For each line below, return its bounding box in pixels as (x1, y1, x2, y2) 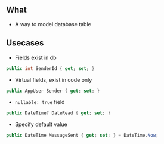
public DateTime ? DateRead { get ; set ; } (6, 110, 111, 116)
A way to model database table (14, 20, 91, 27)
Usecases (6, 38, 44, 48)
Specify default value (14, 121, 67, 128)
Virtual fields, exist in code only (14, 76, 92, 83)
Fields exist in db (14, 54, 57, 61)
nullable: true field (14, 99, 65, 106)
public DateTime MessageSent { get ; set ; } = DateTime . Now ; (6, 133, 159, 139)
